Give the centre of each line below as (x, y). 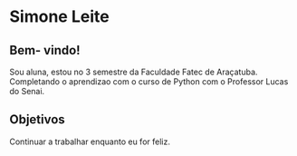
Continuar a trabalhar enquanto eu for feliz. (90, 141)
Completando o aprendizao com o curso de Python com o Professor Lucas (149, 82)
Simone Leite (60, 17)
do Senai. (27, 91)
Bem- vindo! (45, 50)
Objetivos (37, 120)
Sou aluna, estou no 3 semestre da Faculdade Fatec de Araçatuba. (134, 72)
